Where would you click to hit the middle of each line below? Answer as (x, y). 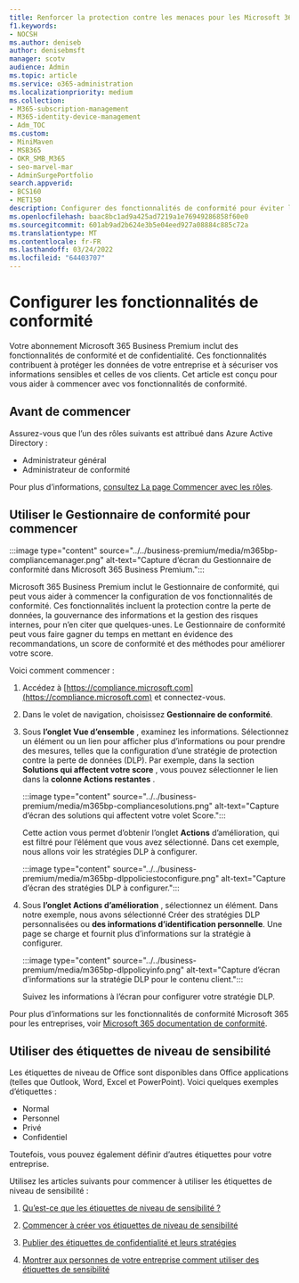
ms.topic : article (43, 76)
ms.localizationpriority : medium (71, 92)
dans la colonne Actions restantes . (89, 779)
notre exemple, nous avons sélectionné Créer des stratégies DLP (141, 915)
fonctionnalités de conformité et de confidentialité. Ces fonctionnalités (138, 355)
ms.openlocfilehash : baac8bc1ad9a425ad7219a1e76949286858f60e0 (129, 216)
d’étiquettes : (33, 1092)
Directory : (28, 443)
